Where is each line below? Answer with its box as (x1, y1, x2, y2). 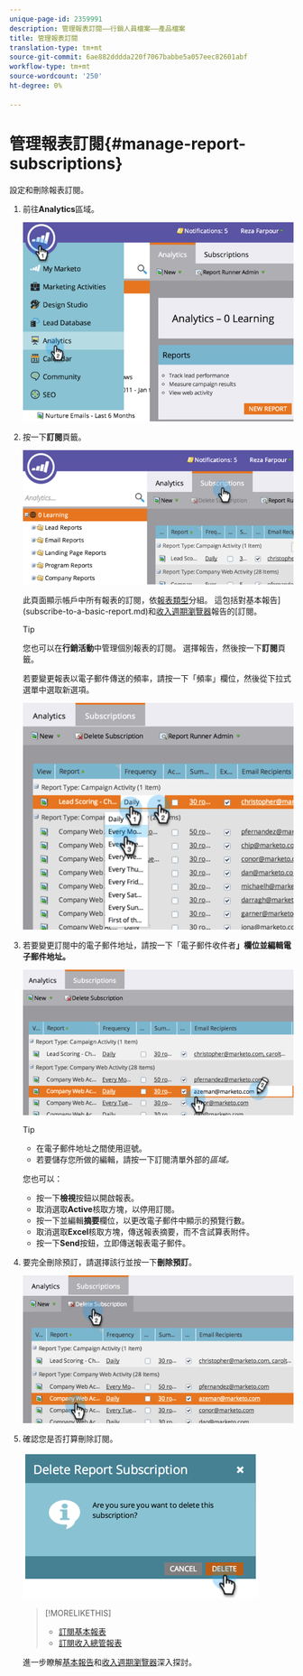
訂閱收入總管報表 (58, 1637, 123, 1648)
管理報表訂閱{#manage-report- (9, 134, 246, 153)
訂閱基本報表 (58, 1625, 106, 1637)
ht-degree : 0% (9, 81, 63, 90)
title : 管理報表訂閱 (9, 33, 78, 42)
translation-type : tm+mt (9, 43, 103, 52)
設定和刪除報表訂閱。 (9, 184, 88, 195)
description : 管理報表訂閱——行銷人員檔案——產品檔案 (9, 23, 186, 33)
